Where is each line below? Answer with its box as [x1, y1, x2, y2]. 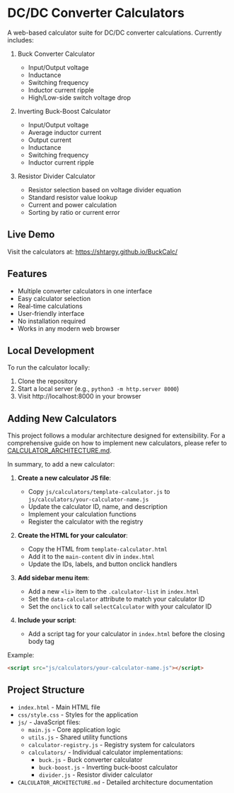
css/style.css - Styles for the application [17, 710, 139, 719]
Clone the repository [17, 377, 78, 386]
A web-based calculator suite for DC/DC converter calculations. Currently [7, 28, 222, 37]
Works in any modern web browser [17, 324, 120, 333]
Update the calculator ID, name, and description [28, 503, 168, 511]
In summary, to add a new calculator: [7, 460, 115, 469]
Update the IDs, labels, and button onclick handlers [28, 560, 177, 568]
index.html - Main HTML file [17, 703, 100, 711]
